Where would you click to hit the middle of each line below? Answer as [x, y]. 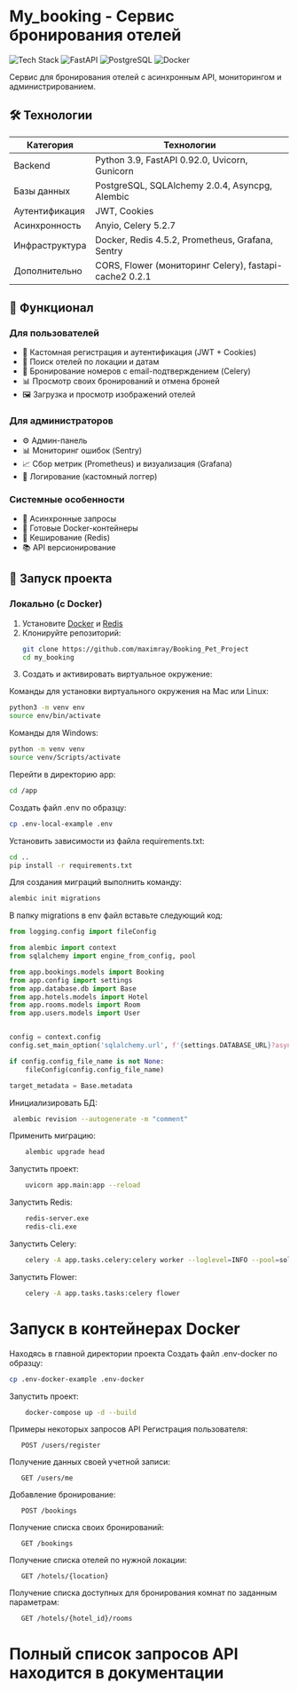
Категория [50, 145]
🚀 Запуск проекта [61, 579]
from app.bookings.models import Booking [87, 972]
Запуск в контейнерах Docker [125, 1328]
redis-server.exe [57, 1219]
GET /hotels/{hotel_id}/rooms [77, 1619]
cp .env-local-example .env [61, 824]
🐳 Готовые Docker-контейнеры [80, 528]
